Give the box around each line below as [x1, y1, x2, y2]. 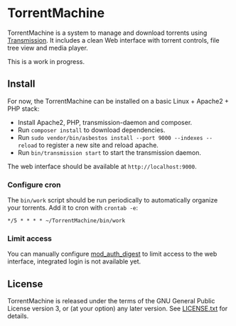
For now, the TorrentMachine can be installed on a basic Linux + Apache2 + [7, 97, 230, 105]
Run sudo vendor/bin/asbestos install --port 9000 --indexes [17, 133, 203, 141]
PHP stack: [7, 104, 40, 113]
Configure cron [7, 180, 61, 190]
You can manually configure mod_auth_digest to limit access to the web [7, 250, 218, 259]
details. [7, 312, 29, 320]
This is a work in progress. [7, 57, 85, 65]
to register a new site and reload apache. [38, 141, 159, 149]
